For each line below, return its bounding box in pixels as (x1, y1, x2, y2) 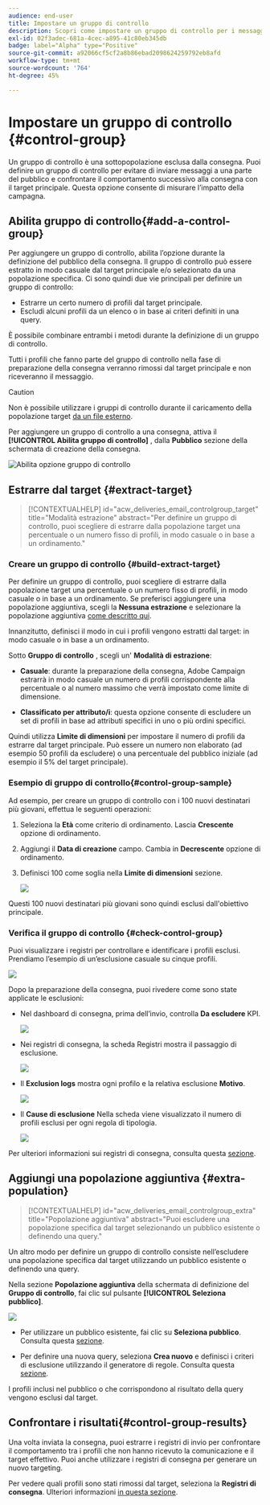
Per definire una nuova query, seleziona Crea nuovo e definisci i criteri (19, 1351, 255, 1361)
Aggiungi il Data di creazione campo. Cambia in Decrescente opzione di (19, 843, 261, 853)
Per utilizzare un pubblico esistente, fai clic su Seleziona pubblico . (19, 1327, 241, 1337)
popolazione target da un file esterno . (8, 412, 133, 421)
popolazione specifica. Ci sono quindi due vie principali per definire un (8, 274, 243, 284)
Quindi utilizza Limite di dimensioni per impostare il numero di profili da (8, 732, 246, 741)
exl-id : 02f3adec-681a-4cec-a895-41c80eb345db (8, 34, 167, 43)
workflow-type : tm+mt (8, 57, 81, 65)
